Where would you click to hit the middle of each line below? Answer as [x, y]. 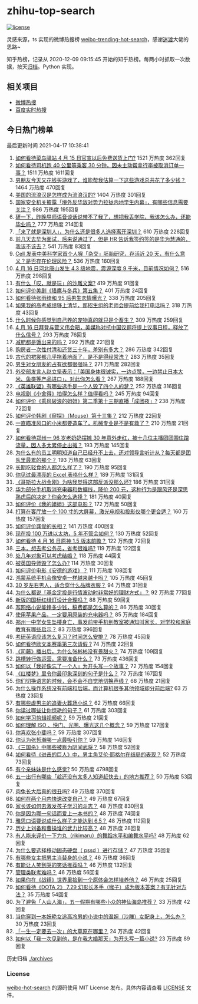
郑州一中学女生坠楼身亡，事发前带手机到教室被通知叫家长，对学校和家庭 [103, 622]
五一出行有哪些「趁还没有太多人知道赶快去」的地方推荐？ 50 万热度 [97, 777]
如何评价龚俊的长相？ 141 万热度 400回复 [65, 526]
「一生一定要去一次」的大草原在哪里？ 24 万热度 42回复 [83, 931]
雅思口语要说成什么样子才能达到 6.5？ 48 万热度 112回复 [83, 821]
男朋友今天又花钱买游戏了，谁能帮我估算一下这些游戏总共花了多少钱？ [100, 180]
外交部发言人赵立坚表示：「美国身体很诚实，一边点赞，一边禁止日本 [97, 371]
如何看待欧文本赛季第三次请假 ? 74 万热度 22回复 [75, 644]
